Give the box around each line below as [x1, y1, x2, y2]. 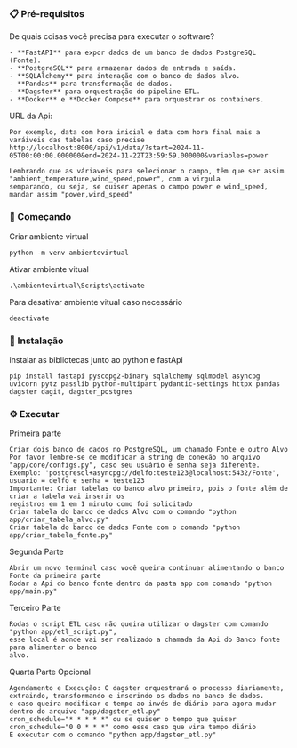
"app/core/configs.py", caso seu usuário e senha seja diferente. [9, 461, 261, 470]
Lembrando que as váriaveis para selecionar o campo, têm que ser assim [9, 167, 285, 176]
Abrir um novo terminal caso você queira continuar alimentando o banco [9, 564, 285, 573]
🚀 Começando [9, 211, 72, 223]
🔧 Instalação [9, 334, 64, 347]
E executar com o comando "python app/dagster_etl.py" [9, 730, 217, 740]
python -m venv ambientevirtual [9, 248, 129, 257]
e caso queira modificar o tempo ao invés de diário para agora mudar [9, 699, 277, 709]
